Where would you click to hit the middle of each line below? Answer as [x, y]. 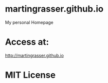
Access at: [27, 42]
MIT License [30, 75]
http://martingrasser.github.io [35, 55]
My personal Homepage [29, 22]
